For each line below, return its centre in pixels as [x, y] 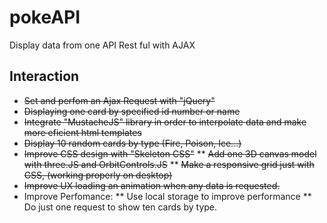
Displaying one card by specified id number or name [132, 111]
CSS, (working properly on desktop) [98, 175]
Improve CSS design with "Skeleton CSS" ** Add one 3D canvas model [170, 153]
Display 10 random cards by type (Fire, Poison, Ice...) [132, 143]
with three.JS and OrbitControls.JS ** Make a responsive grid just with [169, 164]
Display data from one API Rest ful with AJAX [102, 45]
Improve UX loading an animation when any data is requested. [152, 185]
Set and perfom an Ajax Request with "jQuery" [119, 100]
